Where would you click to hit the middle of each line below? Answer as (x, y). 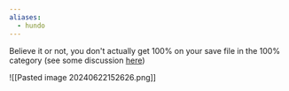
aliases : (25, 17)
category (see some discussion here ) (77, 60)
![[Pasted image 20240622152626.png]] (83, 77)
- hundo (31, 26)
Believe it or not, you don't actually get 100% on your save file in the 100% (145, 50)
